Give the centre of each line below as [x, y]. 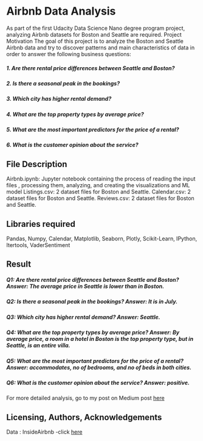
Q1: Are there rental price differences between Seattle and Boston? [93, 280]
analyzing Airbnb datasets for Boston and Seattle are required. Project [94, 34]
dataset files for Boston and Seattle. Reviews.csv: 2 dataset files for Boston [100, 198]
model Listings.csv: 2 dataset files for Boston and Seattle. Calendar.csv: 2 [99, 192]
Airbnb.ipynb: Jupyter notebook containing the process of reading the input [101, 179]
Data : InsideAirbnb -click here [44, 432]
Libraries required [41, 224]
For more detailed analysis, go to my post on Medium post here [86, 398]
